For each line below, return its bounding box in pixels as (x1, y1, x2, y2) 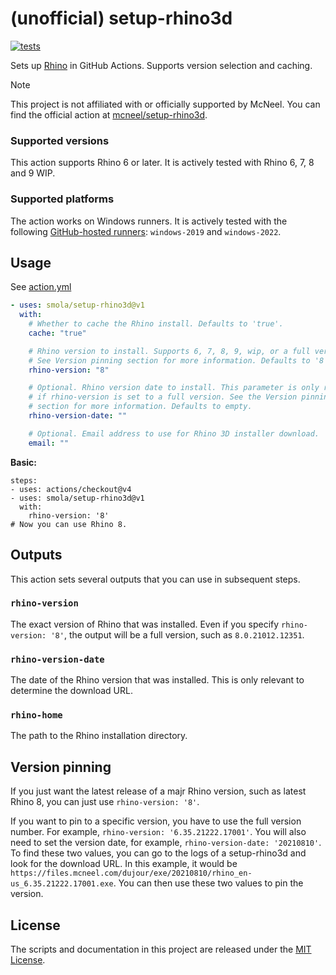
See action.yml (10, 281, 72, 293)
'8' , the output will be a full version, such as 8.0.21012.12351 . (50, 628, 305, 641)
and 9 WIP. (10, 167, 56, 179)
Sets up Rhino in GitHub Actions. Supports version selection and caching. (10, 59, 313, 71)
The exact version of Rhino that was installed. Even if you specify (10, 618, 280, 630)
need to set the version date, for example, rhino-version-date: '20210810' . (10, 837, 322, 849)
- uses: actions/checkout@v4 (10, 484, 132, 494)
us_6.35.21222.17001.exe (10, 879, 114, 889)
